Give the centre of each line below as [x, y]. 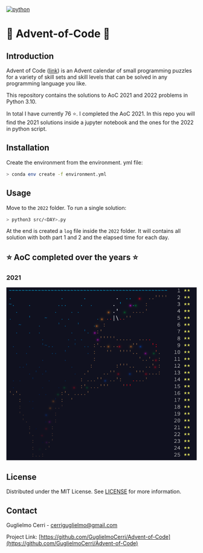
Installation [28, 148]
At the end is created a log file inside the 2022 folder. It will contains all [94, 231]
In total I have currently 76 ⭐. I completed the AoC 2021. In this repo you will [101, 114]
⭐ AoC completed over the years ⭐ [72, 257]
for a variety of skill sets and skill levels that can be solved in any [87, 77]
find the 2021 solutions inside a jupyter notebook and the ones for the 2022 [100, 122]
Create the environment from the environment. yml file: [75, 162]
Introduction [30, 56]
